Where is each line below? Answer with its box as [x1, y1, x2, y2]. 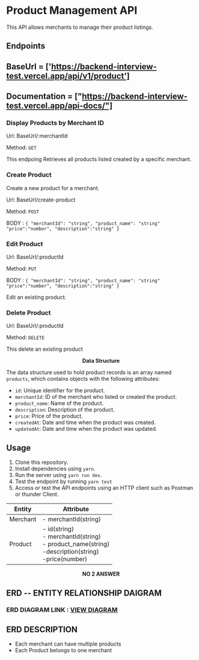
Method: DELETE [6, 334, 45, 341]
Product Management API [6, 4, 138, 17]
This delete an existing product [6, 345, 83, 353]
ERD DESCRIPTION [6, 624, 78, 635]
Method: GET [6, 144, 37, 151]
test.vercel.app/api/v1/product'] [6, 70, 130, 81]
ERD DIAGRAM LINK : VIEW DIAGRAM [6, 606, 118, 614]
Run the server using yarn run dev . [14, 472, 102, 479]
